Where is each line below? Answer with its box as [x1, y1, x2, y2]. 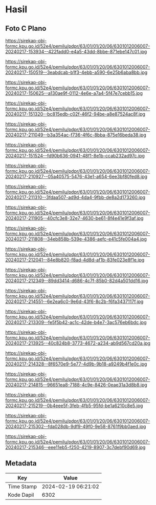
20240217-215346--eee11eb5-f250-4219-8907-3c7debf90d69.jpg [5, 445, 146, 450]
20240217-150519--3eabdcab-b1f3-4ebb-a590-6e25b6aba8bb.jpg [5, 69, 148, 75]
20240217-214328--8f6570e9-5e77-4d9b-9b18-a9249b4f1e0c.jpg [5, 361, 147, 367]
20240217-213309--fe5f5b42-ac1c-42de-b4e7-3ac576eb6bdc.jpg [5, 319, 147, 325]
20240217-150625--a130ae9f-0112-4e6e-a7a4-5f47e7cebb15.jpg [5, 90, 143, 96]
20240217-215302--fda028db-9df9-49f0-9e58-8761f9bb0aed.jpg [5, 423, 146, 429]
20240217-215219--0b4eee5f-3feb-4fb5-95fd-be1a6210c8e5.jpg [5, 402, 143, 409]
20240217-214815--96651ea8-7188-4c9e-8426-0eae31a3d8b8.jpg [5, 382, 147, 388]
